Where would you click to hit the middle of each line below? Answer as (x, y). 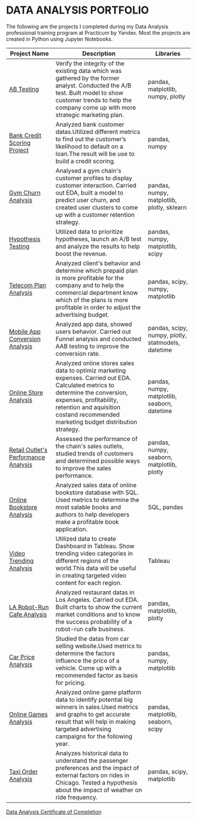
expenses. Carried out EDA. (94, 378)
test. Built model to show (89, 93)
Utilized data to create (86, 538)
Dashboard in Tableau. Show (95, 546)
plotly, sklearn (167, 207)
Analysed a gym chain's (88, 170)
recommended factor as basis (97, 675)
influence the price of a (87, 661)
